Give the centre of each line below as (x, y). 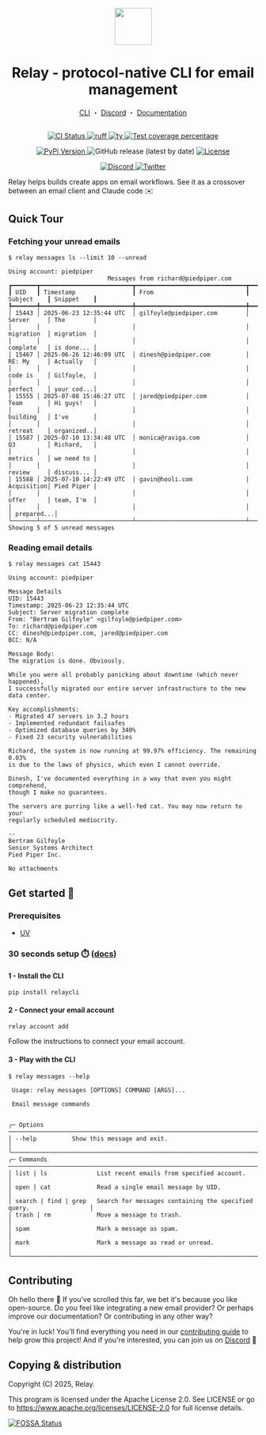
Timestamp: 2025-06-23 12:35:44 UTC (68, 606)
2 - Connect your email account (61, 1010)
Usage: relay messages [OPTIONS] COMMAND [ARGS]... (99, 1090)
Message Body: (32, 654)
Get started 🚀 (42, 893)
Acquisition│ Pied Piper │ (53, 487)
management (133, 90)
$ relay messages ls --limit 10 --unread (78, 258)
